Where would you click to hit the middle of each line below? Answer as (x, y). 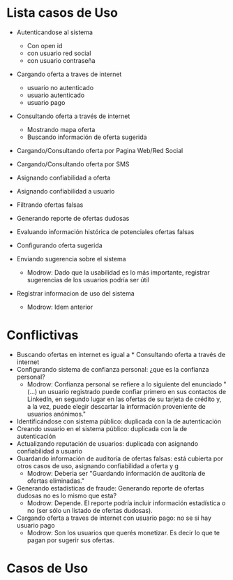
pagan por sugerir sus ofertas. (71, 540)
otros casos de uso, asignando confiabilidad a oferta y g (98, 465)
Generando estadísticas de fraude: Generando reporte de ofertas (110, 488)
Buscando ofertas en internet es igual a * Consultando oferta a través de (121, 354)
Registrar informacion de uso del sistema (76, 293)
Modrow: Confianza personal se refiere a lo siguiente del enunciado (125, 384)
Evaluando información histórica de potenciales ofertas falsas (105, 231)
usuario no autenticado (60, 87)
